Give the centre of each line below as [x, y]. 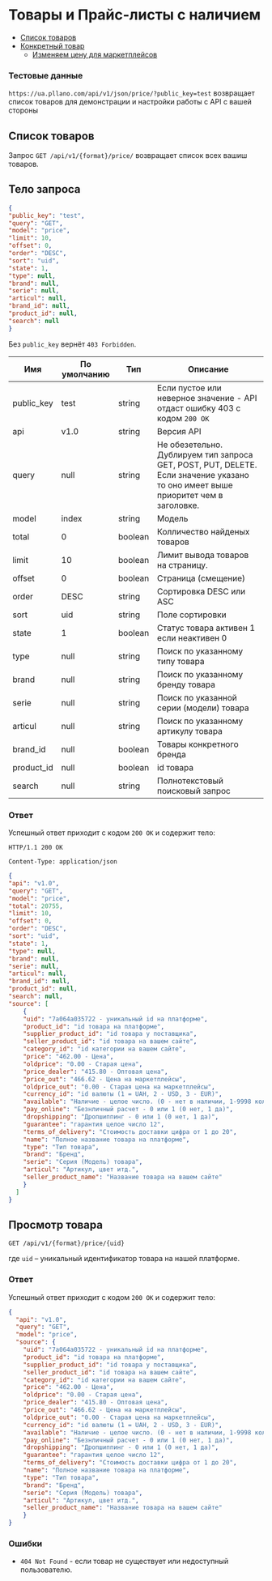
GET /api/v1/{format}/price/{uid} [67, 1244]
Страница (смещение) [201, 578]
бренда [171, 754]
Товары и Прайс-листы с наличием [135, 15]
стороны [23, 110]
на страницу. [182, 565]
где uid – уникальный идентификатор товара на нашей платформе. [124, 1259]
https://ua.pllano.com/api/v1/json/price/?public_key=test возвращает [132, 93]
